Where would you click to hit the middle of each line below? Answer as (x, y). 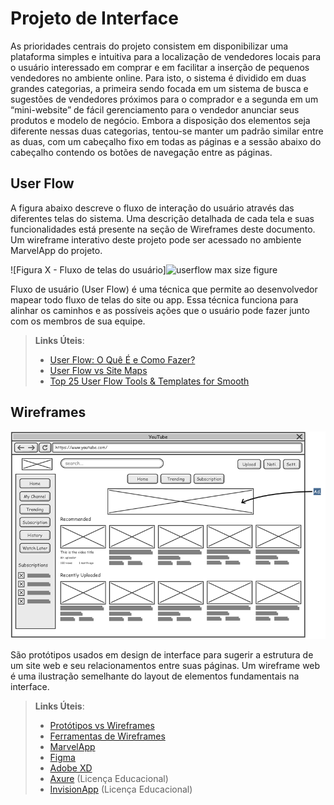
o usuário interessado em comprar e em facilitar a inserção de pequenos (160, 67)
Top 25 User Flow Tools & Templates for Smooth (149, 381)
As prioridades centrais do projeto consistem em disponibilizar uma (149, 46)
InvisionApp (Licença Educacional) (121, 789)
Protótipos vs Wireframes (102, 726)
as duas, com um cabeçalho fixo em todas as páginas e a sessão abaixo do (166, 141)
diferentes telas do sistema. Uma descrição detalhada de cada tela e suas (162, 218)
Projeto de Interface (94, 18)
